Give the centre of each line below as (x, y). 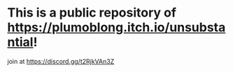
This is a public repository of (92, 13)
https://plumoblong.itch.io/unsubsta (116, 27)
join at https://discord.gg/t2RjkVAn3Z (61, 61)
